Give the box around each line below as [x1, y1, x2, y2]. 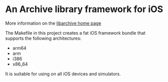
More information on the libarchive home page [5, 20, 102, 26]
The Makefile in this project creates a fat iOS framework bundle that [5, 30, 146, 36]
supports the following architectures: [5, 35, 81, 41]
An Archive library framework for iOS [5, 4, 163, 15]
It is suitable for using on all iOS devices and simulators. [5, 70, 121, 76]
